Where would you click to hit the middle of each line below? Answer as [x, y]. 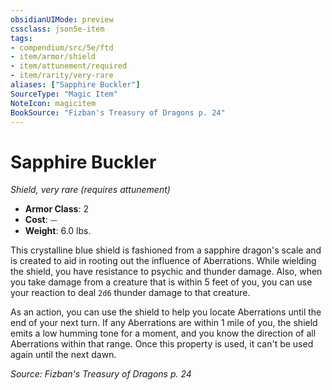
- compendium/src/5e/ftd [62, 47]
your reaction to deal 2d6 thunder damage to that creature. [130, 293]
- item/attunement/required [69, 66]
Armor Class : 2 [56, 209]
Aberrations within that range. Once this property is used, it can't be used [162, 344]
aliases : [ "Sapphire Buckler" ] [75, 85]
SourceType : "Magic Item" [64, 94]
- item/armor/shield [53, 57]
